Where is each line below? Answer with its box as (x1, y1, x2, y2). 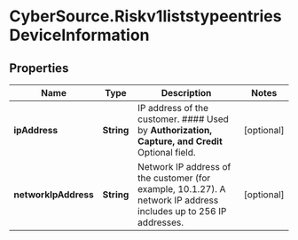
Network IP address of (137, 161, 231, 172)
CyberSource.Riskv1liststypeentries (9, 6, 282, 27)
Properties (9, 60, 69, 76)
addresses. (137, 216, 184, 228)
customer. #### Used (137, 113, 229, 125)
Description (161, 87, 212, 99)
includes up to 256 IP (137, 205, 227, 217)
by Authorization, (137, 124, 213, 136)
